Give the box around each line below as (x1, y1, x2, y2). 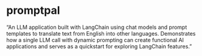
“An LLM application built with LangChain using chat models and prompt (6, 23, 187, 31)
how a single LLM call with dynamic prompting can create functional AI (6, 36, 184, 43)
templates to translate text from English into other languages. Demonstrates (6, 30, 196, 37)
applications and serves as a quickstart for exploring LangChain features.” (6, 43, 192, 50)
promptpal (6, 4, 60, 17)
